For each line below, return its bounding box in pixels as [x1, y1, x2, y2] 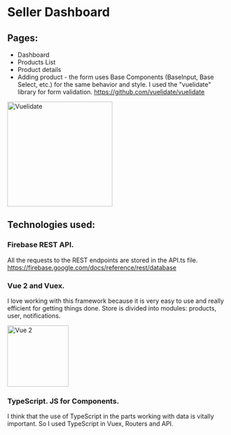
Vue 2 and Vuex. [7, 280, 65, 290]
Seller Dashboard [7, 4, 111, 20]
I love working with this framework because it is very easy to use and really [7, 297, 224, 305]
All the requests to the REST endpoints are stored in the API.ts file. [7, 256, 198, 264]
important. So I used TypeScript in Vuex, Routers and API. [7, 420, 174, 428]
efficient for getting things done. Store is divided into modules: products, [7, 304, 217, 312]
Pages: [7, 32, 38, 44]
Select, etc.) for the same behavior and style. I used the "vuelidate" [17, 80, 211, 88]
